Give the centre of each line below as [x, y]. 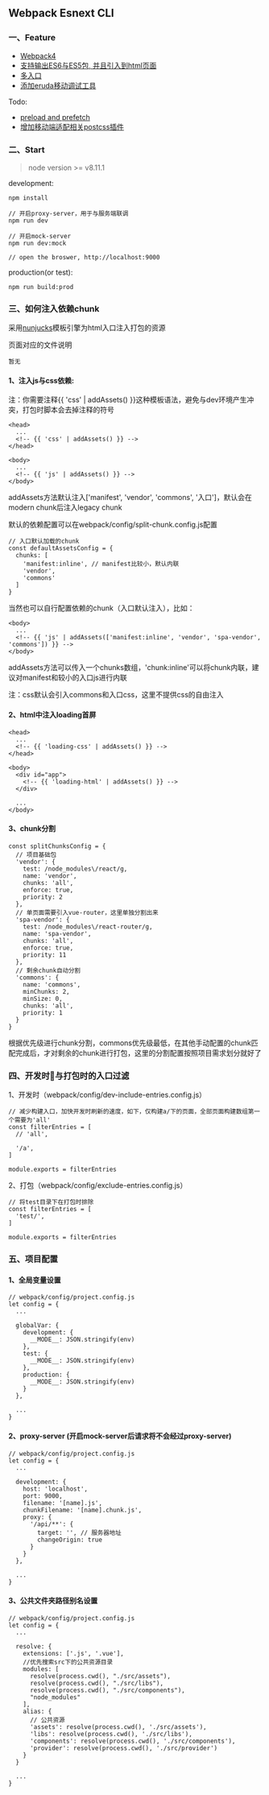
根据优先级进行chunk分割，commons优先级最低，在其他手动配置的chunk [130, 1043]
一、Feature [32, 38]
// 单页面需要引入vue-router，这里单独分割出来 [87, 912]
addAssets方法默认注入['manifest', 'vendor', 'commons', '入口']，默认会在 [130, 498]
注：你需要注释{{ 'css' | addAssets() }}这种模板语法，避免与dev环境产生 [128, 400]
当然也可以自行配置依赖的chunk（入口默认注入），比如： [101, 608]
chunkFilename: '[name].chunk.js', [83, 1510]
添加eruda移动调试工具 [58, 85]
